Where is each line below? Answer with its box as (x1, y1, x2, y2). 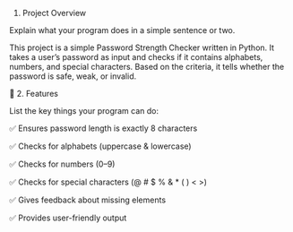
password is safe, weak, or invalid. (9, 71, 137, 82)
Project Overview (22, 8, 87, 18)
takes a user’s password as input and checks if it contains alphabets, (9, 52, 263, 62)
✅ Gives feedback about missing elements (9, 194, 167, 205)
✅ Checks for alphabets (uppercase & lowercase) (9, 141, 192, 151)
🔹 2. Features (9, 89, 58, 99)
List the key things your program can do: (9, 106, 159, 116)
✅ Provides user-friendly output (9, 212, 127, 223)
